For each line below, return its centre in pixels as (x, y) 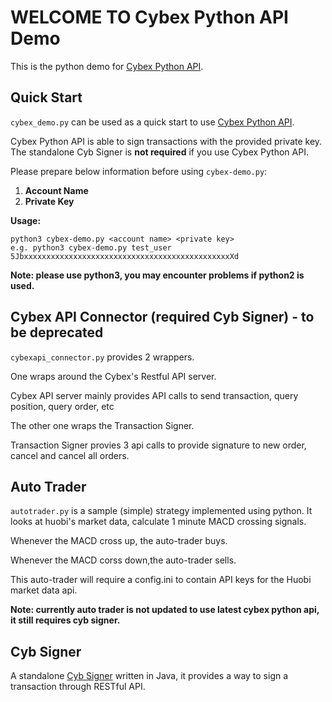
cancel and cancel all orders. (70, 455)
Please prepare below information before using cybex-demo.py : (139, 171)
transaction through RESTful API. (78, 687)
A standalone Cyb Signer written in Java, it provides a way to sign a (149, 676)
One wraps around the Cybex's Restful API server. (113, 376)
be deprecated (57, 332)
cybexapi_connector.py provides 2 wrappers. (102, 357)
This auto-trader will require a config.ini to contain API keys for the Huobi (161, 580)
